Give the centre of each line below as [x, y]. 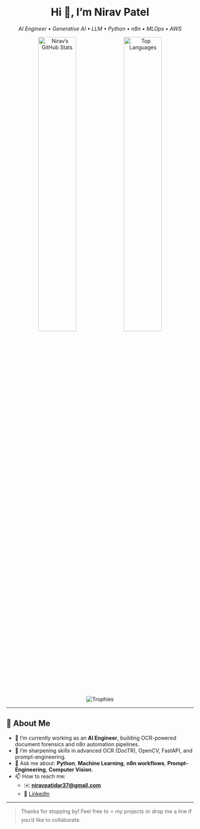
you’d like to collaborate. [51, 819]
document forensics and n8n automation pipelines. [77, 744]
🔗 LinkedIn [37, 794]
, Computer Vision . [69, 769]
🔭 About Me [28, 724]
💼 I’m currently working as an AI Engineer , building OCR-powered [96, 738]
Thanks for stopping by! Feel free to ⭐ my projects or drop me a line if [106, 811]
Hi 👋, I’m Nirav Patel [100, 12]
